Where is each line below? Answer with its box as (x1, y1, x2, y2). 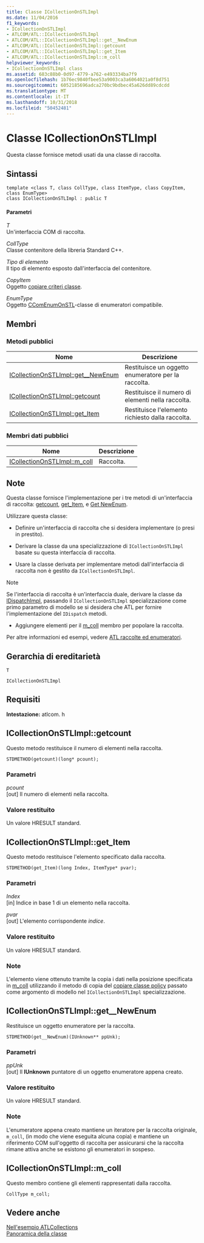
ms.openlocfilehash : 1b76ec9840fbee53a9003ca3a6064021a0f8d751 (6, 77, 170, 83)
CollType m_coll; (6, 1191, 50, 1197)
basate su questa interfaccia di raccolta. (15, 549, 116, 556)
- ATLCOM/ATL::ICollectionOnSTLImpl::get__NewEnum (6, 37, 137, 43)
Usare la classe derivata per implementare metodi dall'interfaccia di (15, 560, 184, 568)
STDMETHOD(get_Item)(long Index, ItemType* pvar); (6, 865, 137, 871)
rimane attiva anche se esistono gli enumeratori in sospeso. (6, 1145, 155, 1152)
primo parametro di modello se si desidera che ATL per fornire (6, 604, 162, 611)
